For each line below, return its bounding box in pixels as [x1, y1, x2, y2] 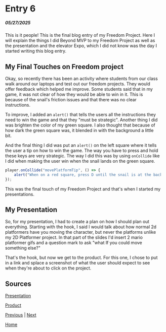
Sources [5, 279, 32, 288]
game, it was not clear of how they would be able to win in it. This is [5, 91, 143, 97]
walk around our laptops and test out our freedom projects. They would [5, 80, 151, 87]
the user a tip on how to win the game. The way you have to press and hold [5, 147, 159, 153]
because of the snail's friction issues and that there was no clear [5, 96, 137, 102]
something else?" [5, 245, 41, 251]
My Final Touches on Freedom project [5, 63, 124, 71]
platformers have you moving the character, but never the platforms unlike [5, 229, 156, 235]
